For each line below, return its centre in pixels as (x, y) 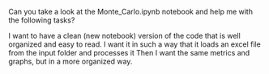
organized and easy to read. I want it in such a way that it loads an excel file (134, 44)
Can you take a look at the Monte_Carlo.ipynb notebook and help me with (131, 12)
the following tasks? (42, 20)
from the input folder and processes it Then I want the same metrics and (129, 53)
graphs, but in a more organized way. (70, 61)
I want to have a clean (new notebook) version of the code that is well (124, 36)
